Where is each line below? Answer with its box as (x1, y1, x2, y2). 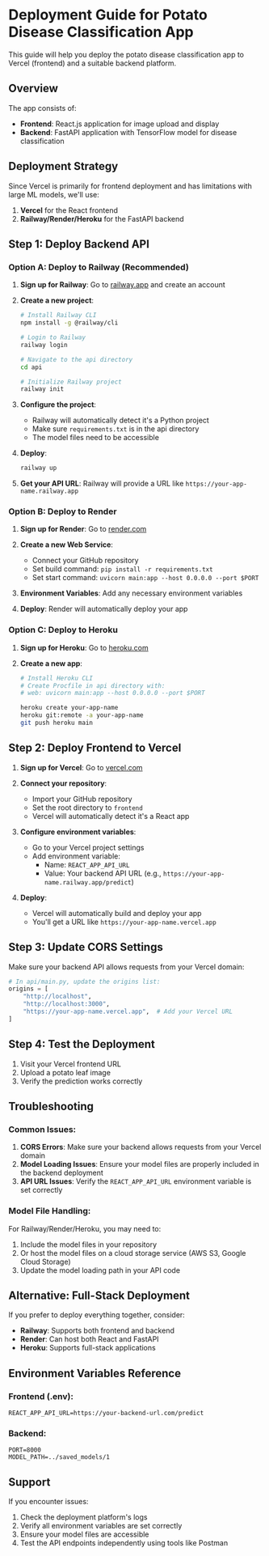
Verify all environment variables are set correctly (19, 1521, 183, 1531)
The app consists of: (8, 103, 77, 112)
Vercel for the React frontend (19, 205, 119, 215)
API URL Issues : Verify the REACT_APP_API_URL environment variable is (19, 1177, 252, 1186)
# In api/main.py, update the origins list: (8, 977, 161, 986)
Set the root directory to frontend (32, 803, 143, 812)
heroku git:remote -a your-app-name (19, 711, 144, 719)
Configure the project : (19, 400, 97, 409)
